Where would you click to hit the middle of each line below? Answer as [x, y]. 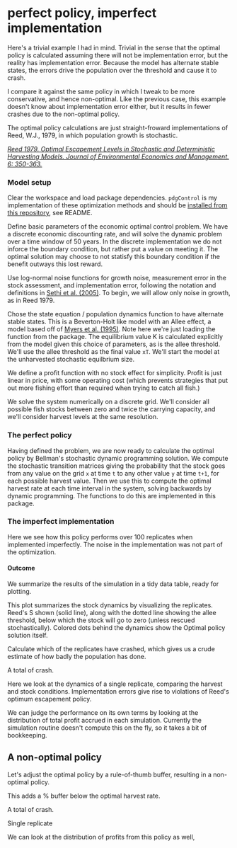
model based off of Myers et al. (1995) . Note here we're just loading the [111, 329]
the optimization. [32, 552]
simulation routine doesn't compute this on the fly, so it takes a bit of [107, 728]
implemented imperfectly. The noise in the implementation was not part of [115, 544]
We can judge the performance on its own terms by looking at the [103, 713]
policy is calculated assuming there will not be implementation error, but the [118, 55]
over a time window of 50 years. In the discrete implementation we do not [115, 241]
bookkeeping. [27, 735]
